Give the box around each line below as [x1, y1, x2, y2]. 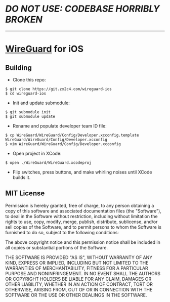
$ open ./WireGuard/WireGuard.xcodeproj [5, 160, 92, 165]
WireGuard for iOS [5, 44, 83, 55]
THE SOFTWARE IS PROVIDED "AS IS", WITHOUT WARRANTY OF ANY [5, 254, 153, 261]
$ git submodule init [5, 109, 51, 114]
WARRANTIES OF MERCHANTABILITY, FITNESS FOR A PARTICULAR [5, 265, 148, 271]
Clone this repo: [12, 76, 46, 82]
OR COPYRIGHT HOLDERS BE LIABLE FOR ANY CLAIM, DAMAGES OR [5, 276, 152, 282]
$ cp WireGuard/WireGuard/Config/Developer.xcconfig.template [5, 133, 139, 138]
